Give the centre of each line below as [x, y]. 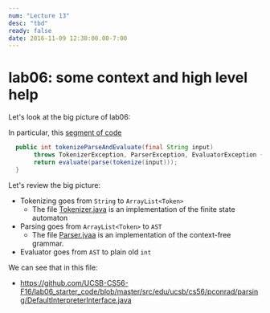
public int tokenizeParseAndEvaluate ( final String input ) [115, 148]
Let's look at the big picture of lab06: [70, 117]
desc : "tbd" [28, 23]
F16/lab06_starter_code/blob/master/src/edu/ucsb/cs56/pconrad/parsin [139, 291]
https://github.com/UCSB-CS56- [74, 283]
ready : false [30, 30]
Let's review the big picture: [55, 185]
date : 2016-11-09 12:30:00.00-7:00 [68, 38]
